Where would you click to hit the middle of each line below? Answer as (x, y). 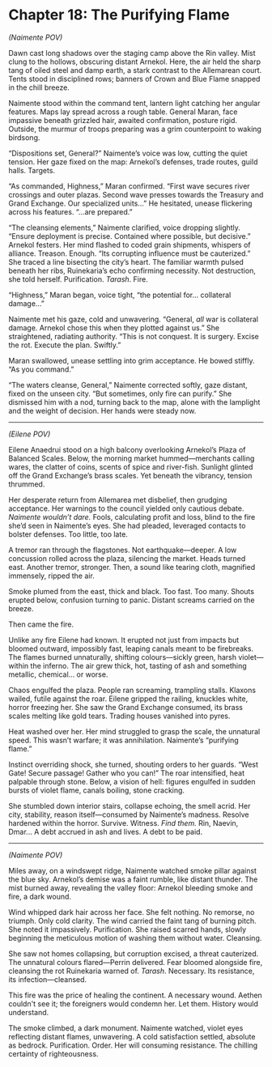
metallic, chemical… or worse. (58, 674)
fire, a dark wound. (40, 896)
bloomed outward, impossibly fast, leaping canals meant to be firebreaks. (131, 648)
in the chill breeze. (39, 87)
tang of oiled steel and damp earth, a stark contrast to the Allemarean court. (135, 70)
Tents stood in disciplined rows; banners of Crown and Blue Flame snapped (134, 79)
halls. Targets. (32, 170)
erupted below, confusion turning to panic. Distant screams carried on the (132, 600)
